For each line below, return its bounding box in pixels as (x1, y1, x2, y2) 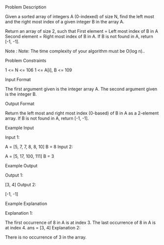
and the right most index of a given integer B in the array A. (5, 19, 124, 24)
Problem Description (5, 4, 47, 10)
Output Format (5, 101, 35, 107)
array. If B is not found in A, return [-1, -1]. (5, 115, 89, 121)
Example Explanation (5, 200, 47, 206)
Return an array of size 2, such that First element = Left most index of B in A (5, 28, 158, 34)
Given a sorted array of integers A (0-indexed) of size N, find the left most (5, 14, 154, 19)
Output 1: (5, 172, 23, 178)
